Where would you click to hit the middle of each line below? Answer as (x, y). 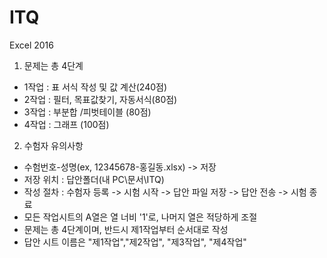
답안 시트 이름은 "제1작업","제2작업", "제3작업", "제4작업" (135, 242)
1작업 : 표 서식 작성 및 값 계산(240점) (95, 87)
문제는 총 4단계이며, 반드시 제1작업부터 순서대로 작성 (126, 229)
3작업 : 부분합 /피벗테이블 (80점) (87, 112)
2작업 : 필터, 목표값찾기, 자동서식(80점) (100, 99)
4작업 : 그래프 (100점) (66, 124)
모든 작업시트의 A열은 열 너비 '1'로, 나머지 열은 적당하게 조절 (140, 217)
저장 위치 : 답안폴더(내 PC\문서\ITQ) (94, 179)
